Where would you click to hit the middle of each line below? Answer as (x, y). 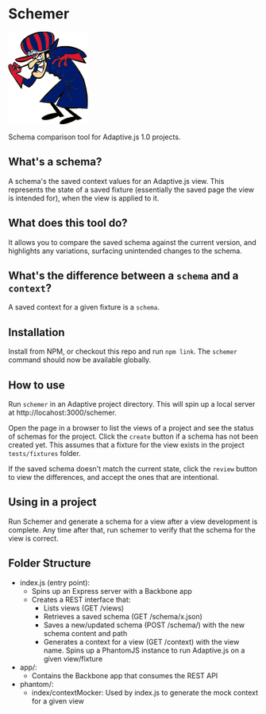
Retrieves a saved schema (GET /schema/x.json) (123, 616)
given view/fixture (73, 658)
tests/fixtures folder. (44, 453)
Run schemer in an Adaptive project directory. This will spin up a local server (132, 404)
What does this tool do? (68, 223)
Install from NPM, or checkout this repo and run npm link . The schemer (123, 352)
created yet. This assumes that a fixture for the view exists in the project (126, 445)
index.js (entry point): (54, 583)
